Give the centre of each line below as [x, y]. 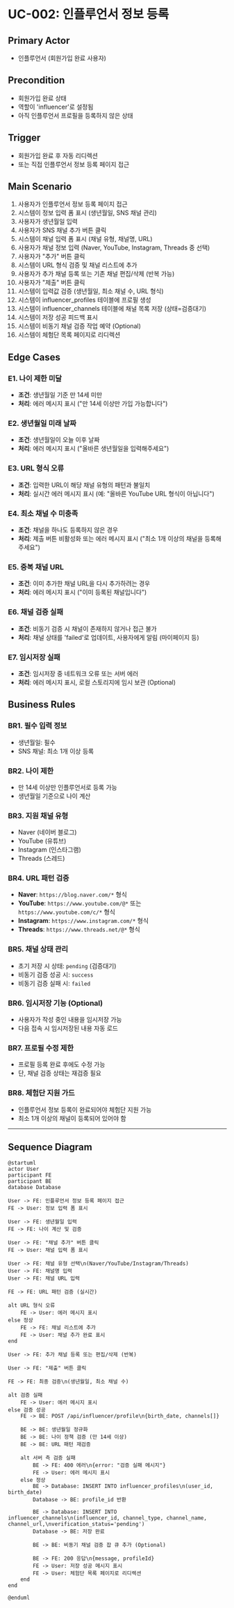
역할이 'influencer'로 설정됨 [56, 107]
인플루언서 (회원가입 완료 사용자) [62, 58]
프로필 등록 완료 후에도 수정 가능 [61, 1064]
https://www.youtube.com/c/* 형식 [66, 912]
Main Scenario [40, 186]
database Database [34, 1188]
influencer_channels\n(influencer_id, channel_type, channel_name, [108, 1518]
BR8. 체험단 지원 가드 [41, 1093]
